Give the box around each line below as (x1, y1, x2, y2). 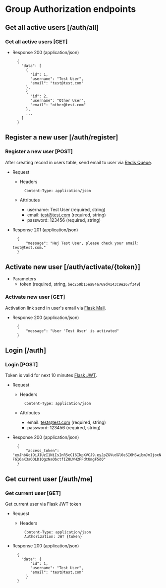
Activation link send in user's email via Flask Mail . (5, 305, 107, 311)
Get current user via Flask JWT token (5, 501, 81, 507)
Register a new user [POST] (5, 148, 73, 155)
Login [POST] (5, 361, 38, 368)
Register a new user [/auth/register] (5, 133, 118, 142)
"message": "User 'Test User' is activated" (25, 328, 119, 333)
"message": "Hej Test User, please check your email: (25, 241, 139, 246)
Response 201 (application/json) (12, 227, 78, 233)
